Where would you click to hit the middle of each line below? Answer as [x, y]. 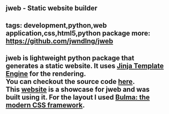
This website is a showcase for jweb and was [78, 90]
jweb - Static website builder [52, 8]
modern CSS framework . [45, 105]
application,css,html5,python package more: [78, 33]
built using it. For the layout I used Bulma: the [78, 97]
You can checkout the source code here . [70, 82]
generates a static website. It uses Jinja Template [85, 66]
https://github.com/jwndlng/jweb [60, 41]
